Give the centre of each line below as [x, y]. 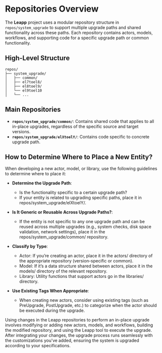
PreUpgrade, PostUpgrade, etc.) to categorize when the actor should [88, 306]
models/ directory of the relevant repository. [63, 271]
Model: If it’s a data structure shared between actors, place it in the [86, 266]
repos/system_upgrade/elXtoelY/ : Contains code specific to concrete [81, 137]
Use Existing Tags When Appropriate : [51, 291]
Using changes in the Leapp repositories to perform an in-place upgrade [77, 320]
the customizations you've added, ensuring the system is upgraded [72, 340]
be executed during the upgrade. [52, 310]
